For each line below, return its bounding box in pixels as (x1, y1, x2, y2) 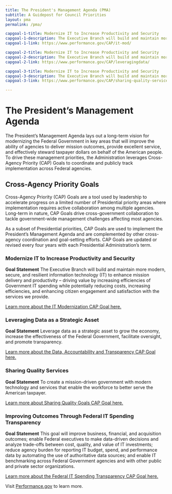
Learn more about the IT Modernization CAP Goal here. (5, 304, 122, 310)
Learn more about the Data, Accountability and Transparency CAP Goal (5, 349, 156, 355)
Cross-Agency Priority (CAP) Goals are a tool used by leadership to (5, 193, 147, 200)
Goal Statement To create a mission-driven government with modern (5, 379, 152, 385)
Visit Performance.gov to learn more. (5, 483, 83, 489)
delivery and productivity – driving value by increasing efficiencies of (5, 278, 151, 284)
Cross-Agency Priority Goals (5, 180, 99, 189)
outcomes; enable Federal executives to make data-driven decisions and (5, 436, 159, 442)
